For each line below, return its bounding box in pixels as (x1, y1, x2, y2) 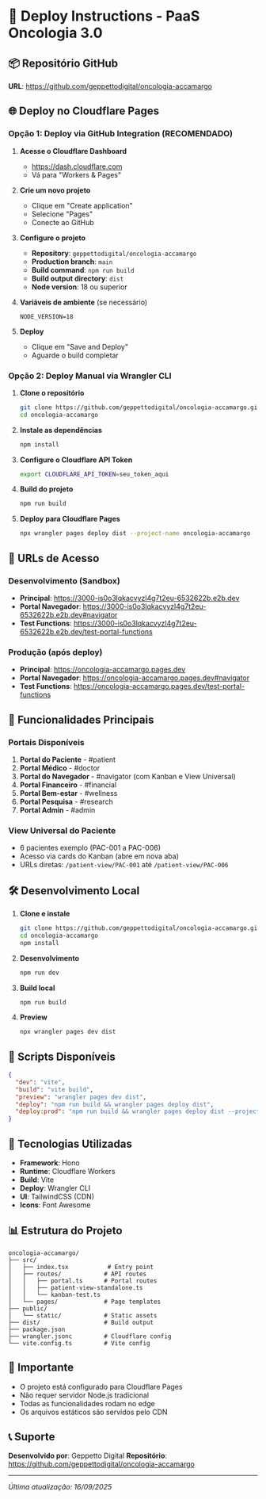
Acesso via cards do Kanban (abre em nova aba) (19, 851, 180, 861)
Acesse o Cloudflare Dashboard (19, 146, 127, 155)
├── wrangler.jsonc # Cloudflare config (8, 1332, 172, 1340)
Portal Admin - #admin (19, 805, 96, 815)
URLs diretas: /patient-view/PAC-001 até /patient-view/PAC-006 (19, 860, 229, 870)
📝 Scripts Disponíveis (8, 1050, 116, 1063)
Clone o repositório (19, 388, 85, 397)
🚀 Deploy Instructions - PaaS (8, 7, 200, 25)
